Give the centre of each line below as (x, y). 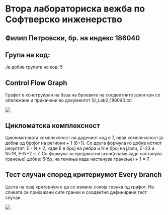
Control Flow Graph (36, 83)
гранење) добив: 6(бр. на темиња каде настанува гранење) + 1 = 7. (77, 159)
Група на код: (28, 55)
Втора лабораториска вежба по (75, 9)
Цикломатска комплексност (53, 125)
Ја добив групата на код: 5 (34, 67)
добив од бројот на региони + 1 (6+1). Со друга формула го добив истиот (83, 143)
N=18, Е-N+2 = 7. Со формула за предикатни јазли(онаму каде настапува (84, 154)
